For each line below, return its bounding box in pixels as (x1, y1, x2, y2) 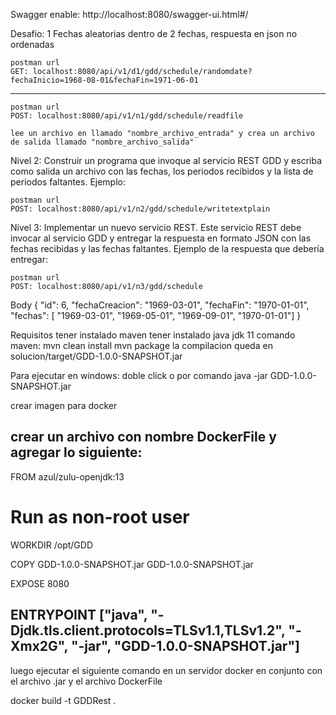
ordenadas (10, 39, 55, 50)
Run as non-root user (10, 506, 190, 528)
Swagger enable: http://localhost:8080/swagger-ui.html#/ (10, 9, 249, 20)
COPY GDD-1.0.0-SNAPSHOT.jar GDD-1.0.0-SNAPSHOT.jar (10, 558, 254, 570)
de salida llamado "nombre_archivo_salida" (10, 137, 195, 147)
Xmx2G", (10, 638, 68, 655)
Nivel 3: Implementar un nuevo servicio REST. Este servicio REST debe (10, 222, 302, 233)
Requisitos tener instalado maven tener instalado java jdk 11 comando (10, 329, 296, 341)
